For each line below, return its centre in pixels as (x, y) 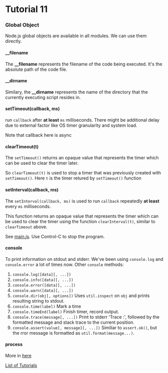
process (14, 344)
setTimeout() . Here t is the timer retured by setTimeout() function (73, 178)
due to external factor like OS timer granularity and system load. (71, 125)
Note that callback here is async (38, 135)
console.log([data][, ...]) (42, 274)
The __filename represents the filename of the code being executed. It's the (84, 64)
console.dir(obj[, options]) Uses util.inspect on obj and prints (81, 296)
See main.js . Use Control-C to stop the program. (55, 236)
